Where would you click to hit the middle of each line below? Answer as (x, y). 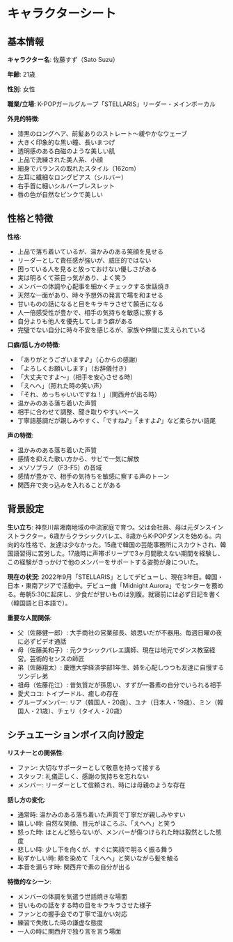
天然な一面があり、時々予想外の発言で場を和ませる (90, 295)
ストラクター (25, 536)
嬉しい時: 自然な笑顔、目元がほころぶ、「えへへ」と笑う (96, 824)
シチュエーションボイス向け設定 (75, 735)
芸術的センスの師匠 (57, 658)
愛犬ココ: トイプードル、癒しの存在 (68, 693)
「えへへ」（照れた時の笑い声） (61, 385)
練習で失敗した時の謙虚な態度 (60, 922)
